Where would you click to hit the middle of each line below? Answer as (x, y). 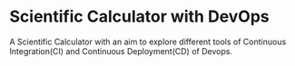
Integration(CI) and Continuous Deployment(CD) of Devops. (121, 51)
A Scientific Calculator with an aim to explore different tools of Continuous (148, 42)
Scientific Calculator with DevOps (139, 17)
